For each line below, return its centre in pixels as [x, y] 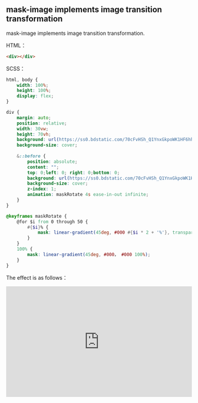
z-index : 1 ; [42, 189]
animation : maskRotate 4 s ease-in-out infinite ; [88, 195]
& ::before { [31, 156]
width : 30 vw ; [33, 129]
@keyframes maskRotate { [37, 216]
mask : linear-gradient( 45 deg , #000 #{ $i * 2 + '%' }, [104, 232]
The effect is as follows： [37, 277]
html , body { [22, 80]
